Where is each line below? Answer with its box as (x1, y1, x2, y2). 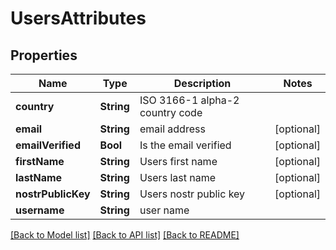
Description (173, 77, 232, 90)
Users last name (139, 171, 216, 184)
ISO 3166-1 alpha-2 (139, 93, 240, 107)
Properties (10, 47, 78, 64)
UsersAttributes (10, 7, 147, 30)
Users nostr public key (139, 187, 246, 201)
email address (139, 122, 206, 136)
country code (139, 106, 203, 119)
